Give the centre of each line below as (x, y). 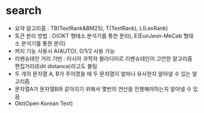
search (24, 11)
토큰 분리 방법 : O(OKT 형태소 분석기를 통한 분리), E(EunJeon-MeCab (98, 36)
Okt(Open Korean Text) (44, 103)
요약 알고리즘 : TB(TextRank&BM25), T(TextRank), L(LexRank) (91, 28)
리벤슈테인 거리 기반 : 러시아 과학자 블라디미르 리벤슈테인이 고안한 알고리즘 (104, 58)
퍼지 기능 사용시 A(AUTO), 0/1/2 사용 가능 (65, 51)
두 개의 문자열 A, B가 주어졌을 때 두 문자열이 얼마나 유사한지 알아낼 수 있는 (103, 74)
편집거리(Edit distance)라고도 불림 (56, 66)
